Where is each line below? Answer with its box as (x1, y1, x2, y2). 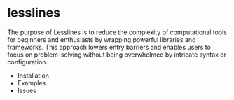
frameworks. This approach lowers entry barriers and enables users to (7, 43, 212, 51)
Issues (17, 86, 37, 94)
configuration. (7, 57, 48, 66)
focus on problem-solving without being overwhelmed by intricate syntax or (7, 50, 226, 59)
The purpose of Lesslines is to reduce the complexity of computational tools (7, 28, 228, 36)
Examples (17, 78, 46, 87)
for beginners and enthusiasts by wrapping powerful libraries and (7, 35, 196, 43)
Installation (17, 71, 50, 80)
